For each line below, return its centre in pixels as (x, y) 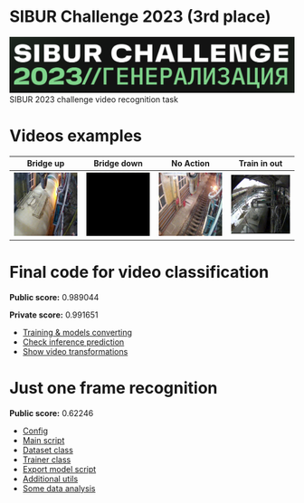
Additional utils (50, 479)
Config (35, 431)
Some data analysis (59, 489)
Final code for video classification (139, 272)
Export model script (59, 470)
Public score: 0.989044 (54, 298)
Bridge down (118, 164)
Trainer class (47, 460)
